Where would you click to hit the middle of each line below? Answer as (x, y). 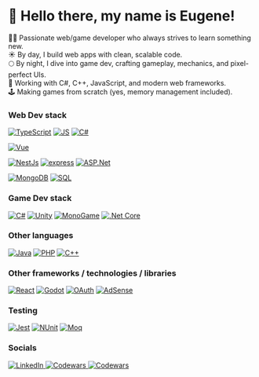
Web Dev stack (37, 115)
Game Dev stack (40, 198)
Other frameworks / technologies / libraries (92, 273)
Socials (22, 348)
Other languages (41, 236)
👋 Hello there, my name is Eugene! (122, 16)
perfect (20, 75)
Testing (23, 311)
